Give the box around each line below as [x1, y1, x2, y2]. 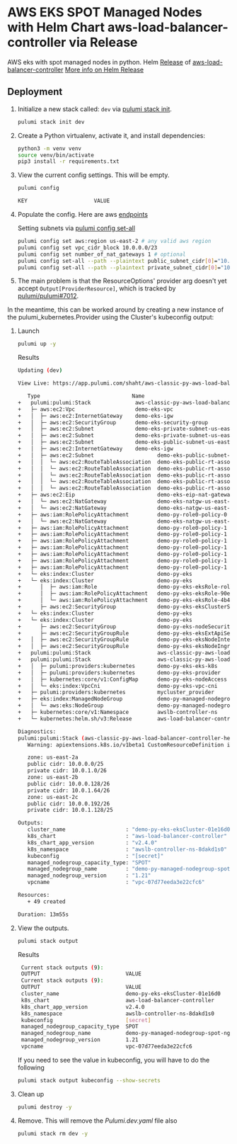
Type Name [27, 392, 145, 400]
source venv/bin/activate [17, 152, 94, 159]
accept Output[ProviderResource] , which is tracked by [17, 284, 176, 293]
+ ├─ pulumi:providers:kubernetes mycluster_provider [17, 689, 214, 696]
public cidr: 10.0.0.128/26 [27, 780, 110, 787]
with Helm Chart [7, 19, 105, 35]
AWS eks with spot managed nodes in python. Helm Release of [7, 57, 191, 66]
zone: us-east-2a [27, 754, 79, 761]
